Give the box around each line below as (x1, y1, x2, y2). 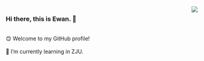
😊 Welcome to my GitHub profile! (5, 35, 90, 42)
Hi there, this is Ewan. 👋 (5, 15, 77, 23)
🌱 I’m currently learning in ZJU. (5, 48, 83, 56)
